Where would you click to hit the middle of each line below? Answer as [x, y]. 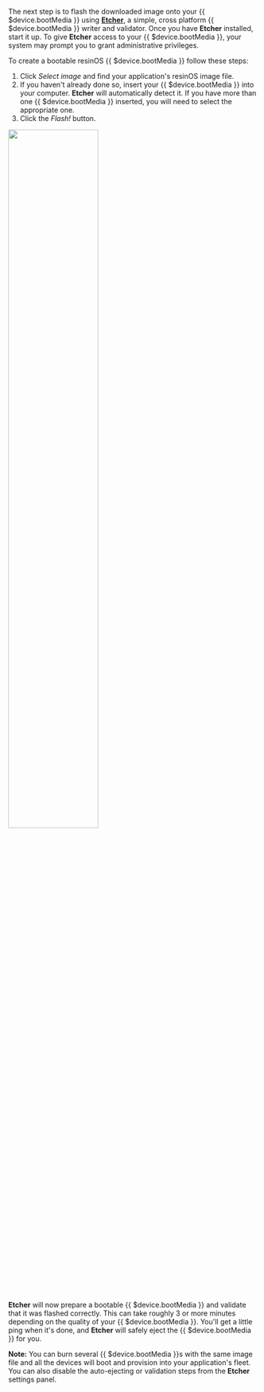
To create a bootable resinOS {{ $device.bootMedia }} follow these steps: [128, 60]
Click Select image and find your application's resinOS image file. [127, 76]
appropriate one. [47, 110]
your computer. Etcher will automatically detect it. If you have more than [138, 93]
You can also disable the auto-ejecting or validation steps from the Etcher [129, 1371]
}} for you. [25, 1339]
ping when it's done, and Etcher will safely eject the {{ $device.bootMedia [130, 1330]
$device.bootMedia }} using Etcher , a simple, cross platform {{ [111, 20]
